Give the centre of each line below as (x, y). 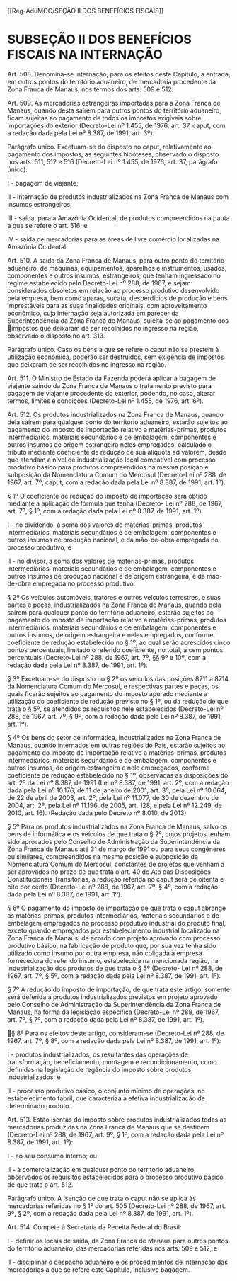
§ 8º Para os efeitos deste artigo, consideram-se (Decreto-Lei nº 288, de (118, 1033)
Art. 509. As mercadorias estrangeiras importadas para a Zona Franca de (114, 103)
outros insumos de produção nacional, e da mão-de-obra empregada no (113, 540)
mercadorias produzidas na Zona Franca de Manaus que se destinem (109, 1127)
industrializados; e (34, 1077)
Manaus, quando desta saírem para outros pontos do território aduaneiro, (114, 110)
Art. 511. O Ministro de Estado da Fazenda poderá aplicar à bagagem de (112, 378)
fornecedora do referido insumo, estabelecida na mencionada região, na (113, 960)
